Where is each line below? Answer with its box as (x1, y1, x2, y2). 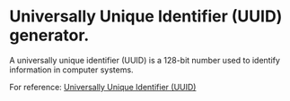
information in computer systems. (9, 64, 134, 75)
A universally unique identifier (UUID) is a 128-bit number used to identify (9, 55, 281, 65)
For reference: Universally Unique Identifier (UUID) (9, 81, 197, 92)
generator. (9, 25, 90, 46)
